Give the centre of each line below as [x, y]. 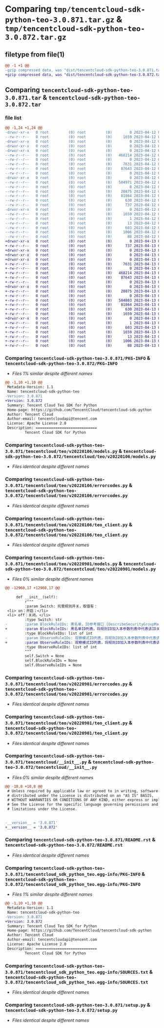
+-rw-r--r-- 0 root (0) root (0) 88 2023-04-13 [81, 346]
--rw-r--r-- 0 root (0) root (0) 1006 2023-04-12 [81, 232]
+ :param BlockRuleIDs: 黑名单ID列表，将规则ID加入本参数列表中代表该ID [81, 629]
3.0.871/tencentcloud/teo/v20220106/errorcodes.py [66, 486]
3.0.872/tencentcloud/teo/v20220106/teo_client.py [66, 535]
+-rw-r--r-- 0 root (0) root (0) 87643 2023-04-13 [81, 278]
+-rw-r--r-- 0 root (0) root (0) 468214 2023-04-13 [81, 273]
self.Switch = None [44, 656]
